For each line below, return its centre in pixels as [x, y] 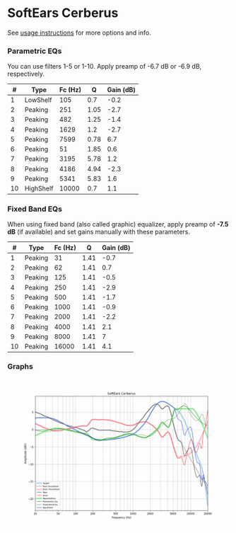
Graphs [20, 367]
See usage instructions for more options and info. [79, 33]
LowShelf [38, 100]
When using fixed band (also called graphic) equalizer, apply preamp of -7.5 [118, 224]
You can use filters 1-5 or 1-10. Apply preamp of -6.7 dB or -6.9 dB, [105, 67]
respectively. [26, 74]
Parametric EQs [35, 51]
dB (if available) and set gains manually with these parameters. [99, 232]
